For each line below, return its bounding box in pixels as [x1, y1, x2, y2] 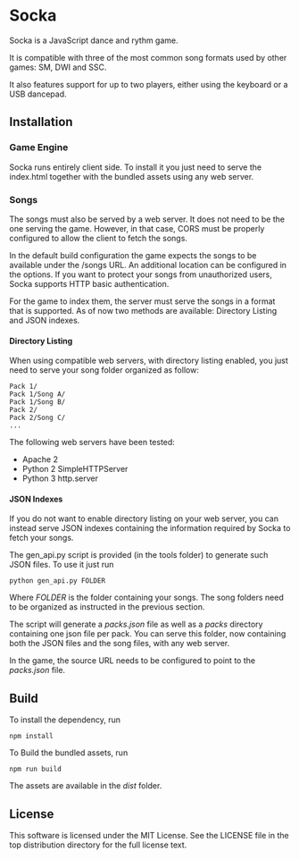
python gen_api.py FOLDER [9, 577, 105, 585]
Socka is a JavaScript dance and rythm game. [9, 35, 179, 46]
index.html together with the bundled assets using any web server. [9, 171, 254, 181]
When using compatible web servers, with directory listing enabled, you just [9, 355, 288, 366]
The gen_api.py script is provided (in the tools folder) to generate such [9, 550, 269, 560]
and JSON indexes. [9, 315, 80, 325]
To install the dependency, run [9, 714, 121, 725]
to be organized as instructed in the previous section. [9, 602, 205, 612]
